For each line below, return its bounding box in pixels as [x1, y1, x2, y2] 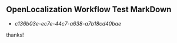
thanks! [6, 31, 25, 38]
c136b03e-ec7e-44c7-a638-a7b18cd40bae [14, 20, 122, 27]
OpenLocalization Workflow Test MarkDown [6, 5, 172, 15]
